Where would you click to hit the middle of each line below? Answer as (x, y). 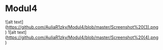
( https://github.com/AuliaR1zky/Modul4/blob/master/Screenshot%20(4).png (82, 37)
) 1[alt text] (16, 32)
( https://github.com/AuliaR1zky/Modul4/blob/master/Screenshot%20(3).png (82, 27)
